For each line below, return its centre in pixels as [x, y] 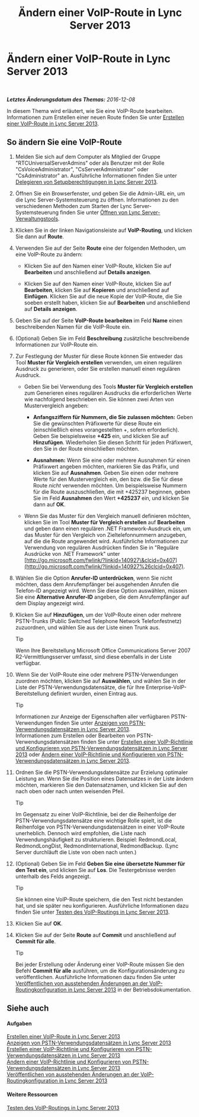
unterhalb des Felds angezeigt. [53, 876]
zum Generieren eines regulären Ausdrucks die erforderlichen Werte [108, 393]
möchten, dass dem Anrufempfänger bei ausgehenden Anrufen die [97, 584]
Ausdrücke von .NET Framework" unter [72, 553]
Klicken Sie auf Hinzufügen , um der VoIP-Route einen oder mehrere [98, 615]
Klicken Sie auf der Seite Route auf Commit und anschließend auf [96, 935]
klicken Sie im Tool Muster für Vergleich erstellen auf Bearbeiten [105, 522]
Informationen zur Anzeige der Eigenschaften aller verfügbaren [92, 716]
